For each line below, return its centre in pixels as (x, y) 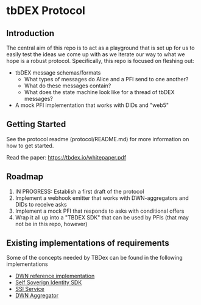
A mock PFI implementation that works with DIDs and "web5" (92, 105)
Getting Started (36, 124)
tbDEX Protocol (46, 11)
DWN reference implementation (55, 276)
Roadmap (25, 177)
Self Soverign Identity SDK (48, 282)
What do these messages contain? (68, 86)
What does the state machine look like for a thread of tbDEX (99, 92)
